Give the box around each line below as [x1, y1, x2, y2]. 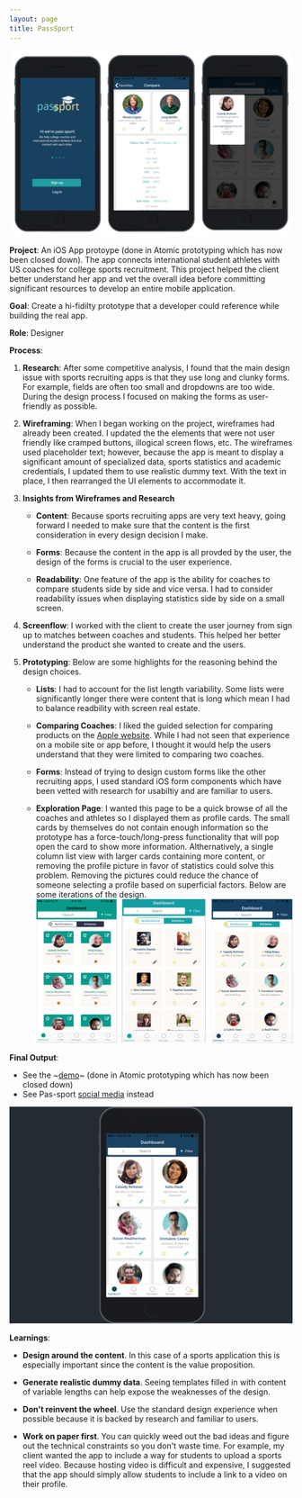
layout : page [9, 14, 58, 23]
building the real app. [9, 311, 88, 321]
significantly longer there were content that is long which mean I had [35, 693, 290, 704]
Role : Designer [9, 328, 65, 338]
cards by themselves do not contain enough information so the [35, 822, 269, 833]
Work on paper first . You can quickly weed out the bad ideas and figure [22, 1430, 290, 1441]
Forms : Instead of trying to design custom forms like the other [35, 766, 267, 778]
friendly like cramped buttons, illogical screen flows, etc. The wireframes [22, 438, 293, 448]
